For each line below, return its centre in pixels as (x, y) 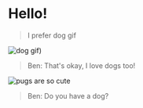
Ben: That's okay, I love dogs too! (81, 65)
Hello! (28, 14)
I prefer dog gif (52, 35)
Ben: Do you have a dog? (68, 95)
